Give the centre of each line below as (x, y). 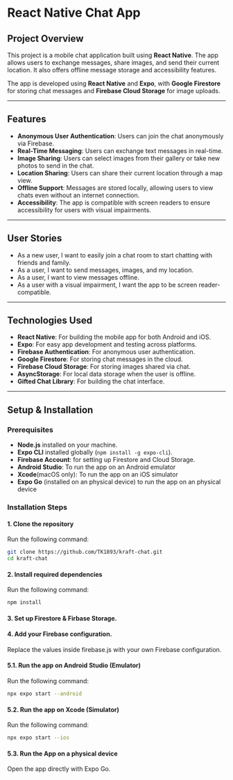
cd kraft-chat (28, 559)
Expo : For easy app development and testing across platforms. (107, 344)
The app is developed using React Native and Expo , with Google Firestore (114, 83)
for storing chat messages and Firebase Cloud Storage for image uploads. (114, 91)
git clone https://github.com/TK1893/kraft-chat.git (85, 552)
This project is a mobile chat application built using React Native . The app (113, 55)
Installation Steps (37, 507)
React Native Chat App (74, 13)
